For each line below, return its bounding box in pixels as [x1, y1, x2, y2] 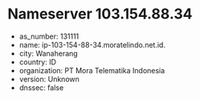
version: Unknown [18, 74, 80, 84]
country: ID [18, 57, 57, 67]
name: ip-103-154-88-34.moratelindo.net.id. [18, 39, 166, 49]
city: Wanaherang [18, 48, 78, 58]
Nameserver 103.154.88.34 [7, 5, 193, 23]
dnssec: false [18, 82, 64, 93]
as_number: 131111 [18, 31, 80, 41]
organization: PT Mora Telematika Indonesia [18, 65, 165, 75]
